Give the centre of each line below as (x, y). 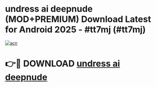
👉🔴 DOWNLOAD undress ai (63, 64)
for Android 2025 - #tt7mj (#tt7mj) (75, 30)
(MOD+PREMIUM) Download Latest (78, 19)
